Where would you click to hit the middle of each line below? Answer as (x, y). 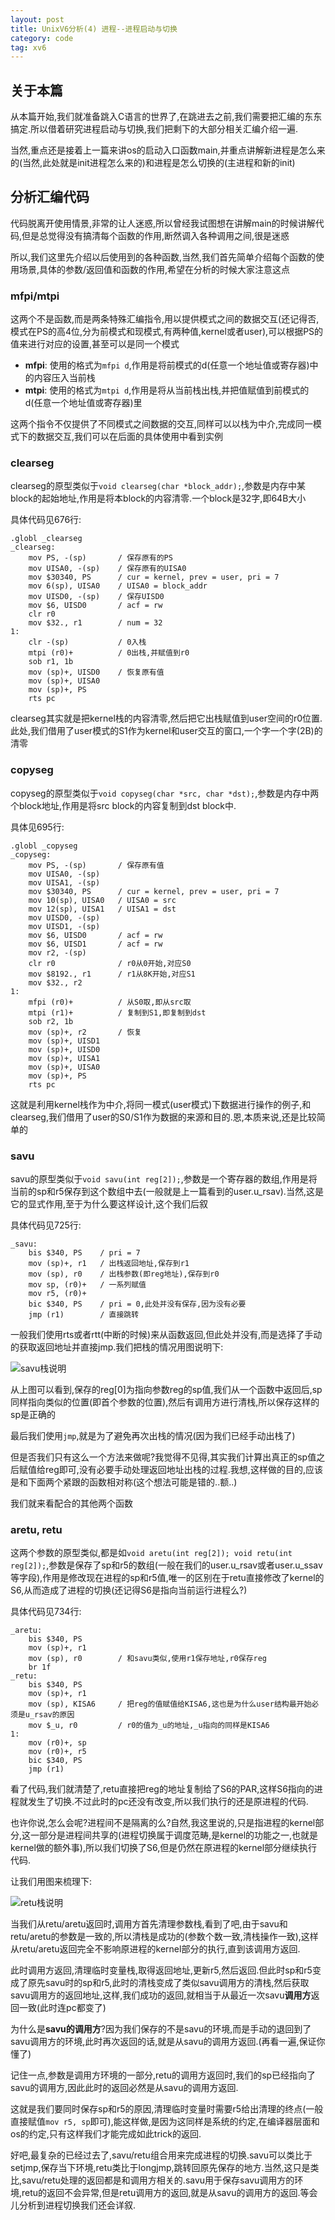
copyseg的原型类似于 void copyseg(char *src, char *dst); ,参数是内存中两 (165, 793)
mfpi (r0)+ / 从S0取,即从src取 (110, 1002)
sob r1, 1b (51, 662)
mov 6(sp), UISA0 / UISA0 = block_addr (118, 586)
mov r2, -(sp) (57, 952)
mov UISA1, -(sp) (64, 882)
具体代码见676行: (46, 520)
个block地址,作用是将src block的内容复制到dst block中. (123, 805)
